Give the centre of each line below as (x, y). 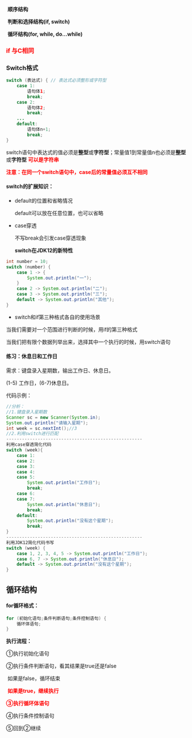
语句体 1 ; (36, 91)
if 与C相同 (20, 50)
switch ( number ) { (28, 267)
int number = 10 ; (27, 261)
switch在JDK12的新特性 (44, 250)
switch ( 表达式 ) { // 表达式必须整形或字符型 (56, 81)
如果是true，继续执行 (33, 691)
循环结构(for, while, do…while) (45, 34)
